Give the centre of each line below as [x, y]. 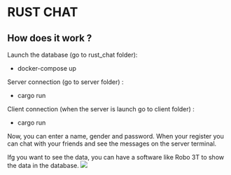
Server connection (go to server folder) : [65, 82]
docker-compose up [47, 68]
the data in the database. [43, 166]
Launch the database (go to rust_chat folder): [72, 55]
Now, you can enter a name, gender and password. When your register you [115, 136]
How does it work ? [50, 38]
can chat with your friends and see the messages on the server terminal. [112, 143]
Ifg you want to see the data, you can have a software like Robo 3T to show [116, 157]
